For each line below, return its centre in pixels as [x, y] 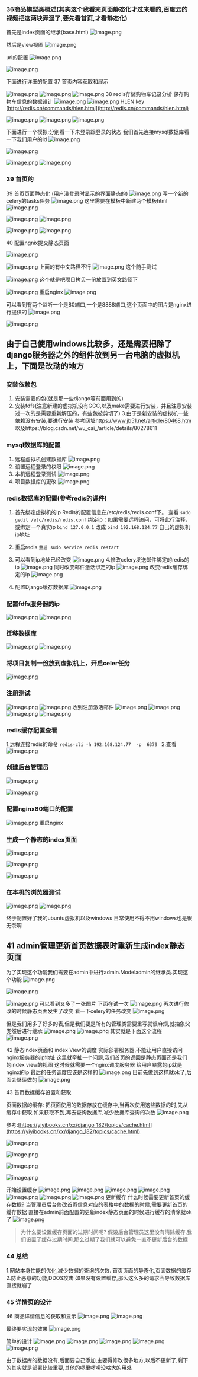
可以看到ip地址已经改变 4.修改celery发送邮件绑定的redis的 [102, 559]
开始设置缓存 [22, 1190]
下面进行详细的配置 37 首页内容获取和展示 [57, 82]
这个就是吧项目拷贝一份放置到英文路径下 [88, 279]
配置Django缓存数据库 [42, 587]
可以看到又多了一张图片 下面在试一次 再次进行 [112, 1004]
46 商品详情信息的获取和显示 [41, 1316]
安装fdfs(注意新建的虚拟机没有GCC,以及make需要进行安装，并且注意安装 [103, 406]
